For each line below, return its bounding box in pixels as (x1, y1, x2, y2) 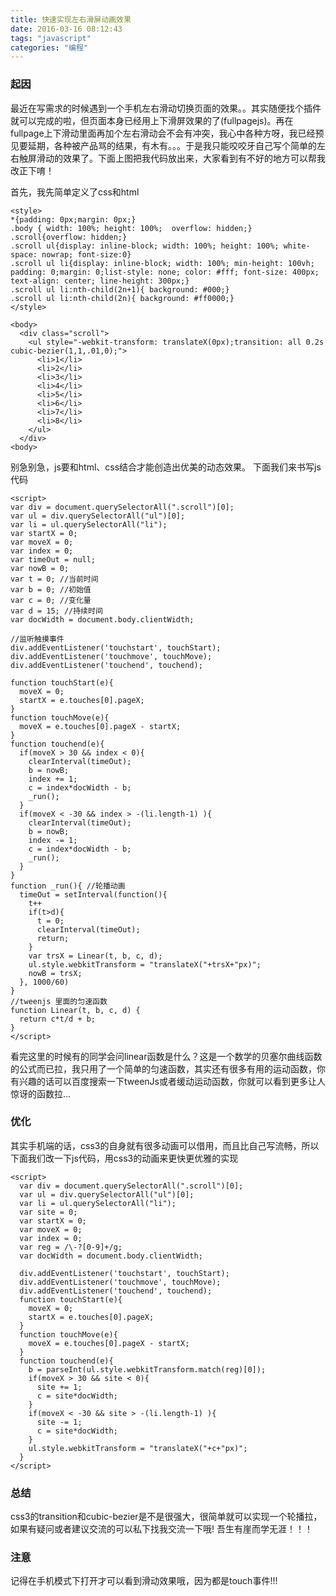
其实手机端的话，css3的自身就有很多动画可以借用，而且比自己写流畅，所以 (10, 1139, 320, 1151)
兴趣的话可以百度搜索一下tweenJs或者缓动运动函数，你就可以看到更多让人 (18, 1075, 326, 1087)
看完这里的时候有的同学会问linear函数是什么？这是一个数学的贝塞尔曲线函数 (10, 1050, 323, 1062)
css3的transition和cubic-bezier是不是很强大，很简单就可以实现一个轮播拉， (10, 1511, 323, 1523)
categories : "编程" (10, 42, 89, 53)
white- (283, 241, 311, 251)
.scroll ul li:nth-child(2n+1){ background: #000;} (10, 284, 230, 295)
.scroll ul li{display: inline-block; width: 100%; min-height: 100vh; (10, 258, 315, 268)
